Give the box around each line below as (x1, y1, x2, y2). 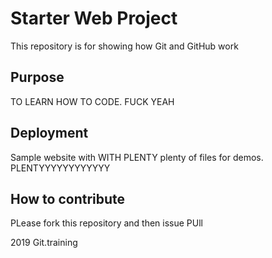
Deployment (10, 125, 89, 142)
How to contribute (10, 190, 126, 207)
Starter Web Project (10, 7, 178, 30)
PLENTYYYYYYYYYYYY (10, 162, 111, 174)
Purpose (10, 69, 65, 86)
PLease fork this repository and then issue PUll (10, 217, 203, 229)
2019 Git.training (10, 237, 78, 249)
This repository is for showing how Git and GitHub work (10, 40, 239, 52)
